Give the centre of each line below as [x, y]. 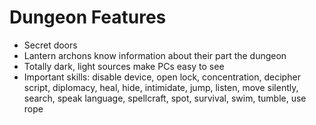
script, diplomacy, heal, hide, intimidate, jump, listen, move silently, [161, 87]
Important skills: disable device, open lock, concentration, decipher [162, 77]
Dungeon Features [88, 17]
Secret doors [50, 45]
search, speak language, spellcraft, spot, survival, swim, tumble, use [165, 98]
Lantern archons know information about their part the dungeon [155, 55]
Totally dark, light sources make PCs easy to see [124, 66]
